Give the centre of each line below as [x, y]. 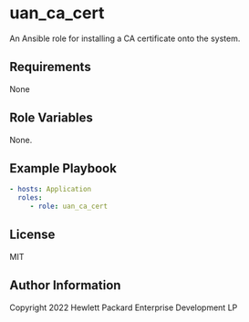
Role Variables [51, 118]
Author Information [65, 286]
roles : [30, 198]
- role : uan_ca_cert [68, 207]
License [32, 235]
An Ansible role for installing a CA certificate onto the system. [125, 38]
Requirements [50, 67]
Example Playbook [63, 168]
